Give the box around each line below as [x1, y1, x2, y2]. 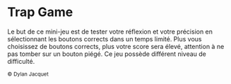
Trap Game [7, 4, 73, 20]
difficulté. [7, 57, 35, 65]
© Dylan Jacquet [7, 71, 49, 78]
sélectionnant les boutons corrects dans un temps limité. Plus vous [7, 34, 202, 43]
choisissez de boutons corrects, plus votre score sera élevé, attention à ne [7, 42, 225, 50]
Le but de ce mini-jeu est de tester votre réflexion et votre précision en [7, 27, 213, 36]
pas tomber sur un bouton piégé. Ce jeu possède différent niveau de [7, 50, 207, 58]
